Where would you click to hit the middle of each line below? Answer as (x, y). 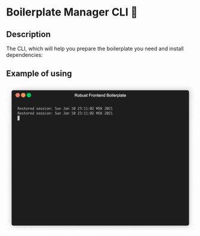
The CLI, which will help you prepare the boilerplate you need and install (95, 48)
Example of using (39, 74)
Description (28, 34)
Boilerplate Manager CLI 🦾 (72, 12)
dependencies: (24, 55)
